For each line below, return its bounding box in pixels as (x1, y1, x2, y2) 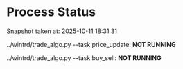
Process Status (6, 4, 96, 20)
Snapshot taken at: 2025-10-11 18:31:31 (6, 27, 117, 35)
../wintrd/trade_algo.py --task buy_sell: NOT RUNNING (6, 53, 162, 62)
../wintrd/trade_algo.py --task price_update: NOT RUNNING (6, 40, 176, 48)
